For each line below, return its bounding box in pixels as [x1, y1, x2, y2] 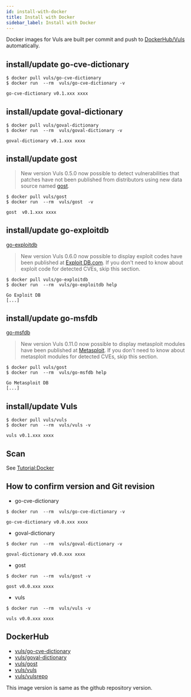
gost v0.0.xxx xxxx [6, 583, 54, 589]
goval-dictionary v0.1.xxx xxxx [6, 138, 85, 144]
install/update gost [6, 154, 78, 164]
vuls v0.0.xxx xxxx [6, 615, 54, 622]
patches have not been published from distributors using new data [20, 176, 183, 183]
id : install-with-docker [6, 8, 67, 15]
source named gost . [20, 182, 70, 189]
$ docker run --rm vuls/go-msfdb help [6, 370, 107, 376]
